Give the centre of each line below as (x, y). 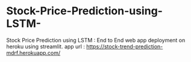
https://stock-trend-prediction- (125, 46)
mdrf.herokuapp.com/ (33, 52)
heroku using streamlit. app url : (46, 46)
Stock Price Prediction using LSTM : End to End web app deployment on (96, 40)
